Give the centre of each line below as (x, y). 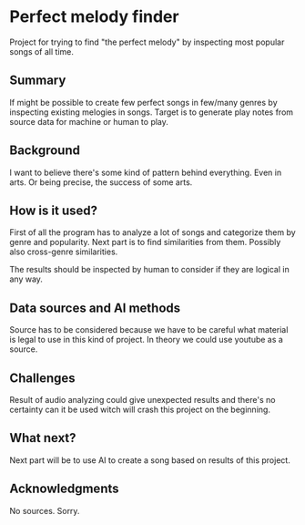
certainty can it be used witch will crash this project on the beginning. (140, 409)
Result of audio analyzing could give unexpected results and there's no (142, 400)
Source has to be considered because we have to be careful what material (149, 330)
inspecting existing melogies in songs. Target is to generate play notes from (152, 112)
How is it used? (54, 210)
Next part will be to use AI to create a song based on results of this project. (150, 460)
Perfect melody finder (94, 17)
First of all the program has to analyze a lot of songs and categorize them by (152, 232)
